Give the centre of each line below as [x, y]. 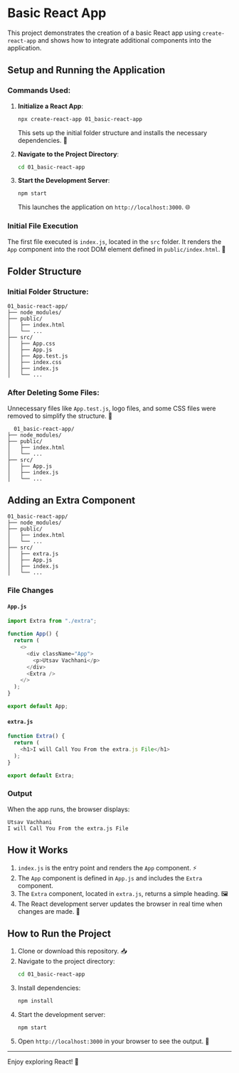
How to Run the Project [59, 933]
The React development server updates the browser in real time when [120, 904]
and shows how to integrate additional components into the [125, 40]
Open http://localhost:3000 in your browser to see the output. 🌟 [113, 1041]
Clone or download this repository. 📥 [72, 951]
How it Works [38, 850]
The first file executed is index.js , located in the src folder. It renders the [115, 241]
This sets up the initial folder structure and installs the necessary [112, 132]
